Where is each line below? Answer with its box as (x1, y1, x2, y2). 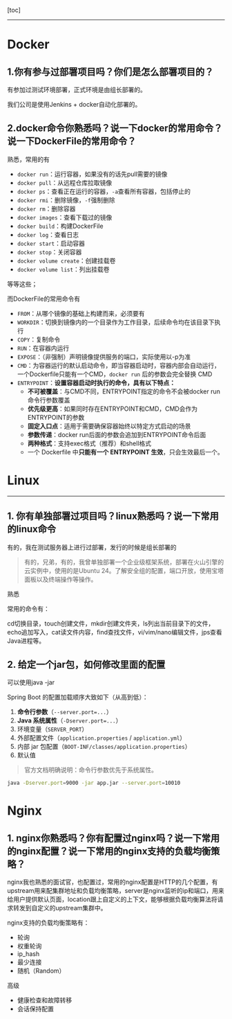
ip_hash (17, 950, 40, 958)
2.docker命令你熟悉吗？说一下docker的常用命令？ (7, 123, 223, 134)
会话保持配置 (17, 1004, 54, 1013)
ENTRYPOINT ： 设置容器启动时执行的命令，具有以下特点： (17, 378, 176, 387)
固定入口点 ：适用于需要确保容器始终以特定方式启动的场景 (27, 422, 191, 430)
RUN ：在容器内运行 (17, 344, 70, 352)
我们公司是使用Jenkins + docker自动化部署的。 (7, 100, 142, 108)
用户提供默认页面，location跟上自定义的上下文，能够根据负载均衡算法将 (12, 895, 217, 903)
